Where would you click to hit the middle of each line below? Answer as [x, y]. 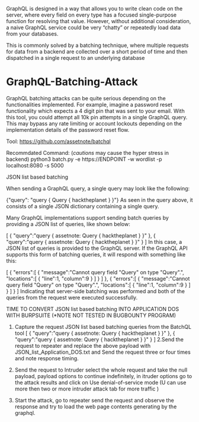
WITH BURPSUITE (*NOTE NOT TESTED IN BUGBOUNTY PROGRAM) [91, 315]
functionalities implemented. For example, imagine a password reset [89, 104]
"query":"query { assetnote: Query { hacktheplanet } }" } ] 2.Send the [99, 339]
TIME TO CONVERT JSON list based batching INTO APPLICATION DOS [93, 309]
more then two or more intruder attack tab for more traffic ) [86, 389]
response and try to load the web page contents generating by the [96, 407]
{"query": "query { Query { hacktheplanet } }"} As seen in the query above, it [99, 200]
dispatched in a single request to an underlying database [76, 58]
